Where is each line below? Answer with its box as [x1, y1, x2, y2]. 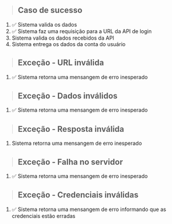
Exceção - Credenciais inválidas [17, 190, 139, 200]
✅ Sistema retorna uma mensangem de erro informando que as [11, 206, 167, 213]
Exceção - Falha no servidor [17, 157, 123, 167]
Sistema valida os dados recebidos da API [11, 34, 114, 41]
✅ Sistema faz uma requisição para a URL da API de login [11, 27, 152, 35]
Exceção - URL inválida [17, 58, 105, 68]
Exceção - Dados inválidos [17, 91, 118, 101]
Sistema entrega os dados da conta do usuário [11, 40, 126, 47]
